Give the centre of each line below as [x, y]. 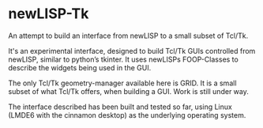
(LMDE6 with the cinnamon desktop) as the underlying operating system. [127, 115]
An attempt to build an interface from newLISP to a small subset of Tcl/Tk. [128, 36]
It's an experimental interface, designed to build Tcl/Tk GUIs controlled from [132, 51]
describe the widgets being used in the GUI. [80, 67]
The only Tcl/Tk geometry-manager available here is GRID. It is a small [122, 83]
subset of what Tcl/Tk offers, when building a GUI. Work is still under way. [128, 91]
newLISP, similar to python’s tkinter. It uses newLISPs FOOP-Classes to [123, 59]
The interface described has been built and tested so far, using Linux [120, 107]
